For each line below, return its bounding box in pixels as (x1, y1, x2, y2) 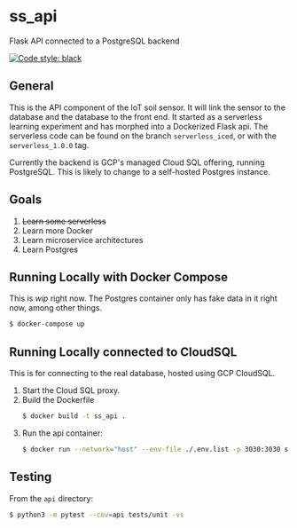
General (9, 78, 55, 94)
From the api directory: (9, 493, 94, 503)
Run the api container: (21, 428, 104, 438)
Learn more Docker (21, 225, 93, 236)
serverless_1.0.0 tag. (9, 139, 90, 150)
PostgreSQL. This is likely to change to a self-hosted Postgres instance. (9, 166, 270, 177)
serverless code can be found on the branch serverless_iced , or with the (9, 130, 277, 141)
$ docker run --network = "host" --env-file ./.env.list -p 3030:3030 (21, 445, 281, 453)
